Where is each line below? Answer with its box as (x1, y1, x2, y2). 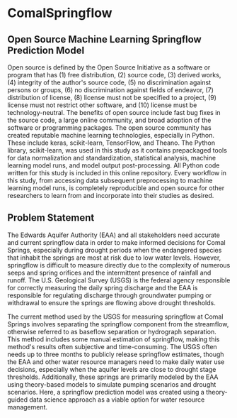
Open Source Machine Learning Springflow (7, 33, 202, 45)
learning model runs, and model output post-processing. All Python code (7, 161, 220, 170)
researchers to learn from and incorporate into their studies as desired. (7, 192, 214, 199)
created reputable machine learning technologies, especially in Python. (7, 131, 214, 139)
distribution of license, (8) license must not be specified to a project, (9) (7, 94, 217, 101)
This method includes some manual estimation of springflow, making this (7, 335, 220, 343)
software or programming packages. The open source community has (7, 123, 212, 132)
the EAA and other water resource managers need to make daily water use (7, 357, 225, 366)
